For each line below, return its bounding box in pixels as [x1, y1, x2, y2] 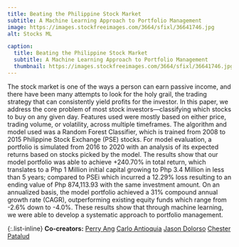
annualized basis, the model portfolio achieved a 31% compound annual [7, 187, 218, 196]
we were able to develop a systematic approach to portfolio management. [7, 210, 223, 219]
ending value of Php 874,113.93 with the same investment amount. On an [7, 180, 221, 189]
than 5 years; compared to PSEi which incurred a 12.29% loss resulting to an [7, 172, 232, 181]
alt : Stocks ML [7, 30, 53, 38]
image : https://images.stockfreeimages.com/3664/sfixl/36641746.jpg [7, 23, 215, 31]
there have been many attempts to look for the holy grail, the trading [7, 89, 208, 98]
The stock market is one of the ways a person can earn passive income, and [7, 82, 231, 91]
